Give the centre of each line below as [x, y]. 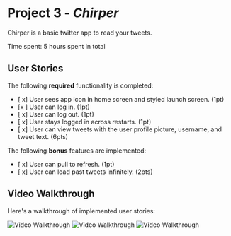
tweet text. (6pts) [43, 136]
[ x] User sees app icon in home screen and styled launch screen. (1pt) [121, 99]
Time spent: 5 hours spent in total [56, 46]
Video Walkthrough [51, 194]
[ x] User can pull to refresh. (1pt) [66, 164]
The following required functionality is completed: [80, 85]
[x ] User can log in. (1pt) [53, 107]
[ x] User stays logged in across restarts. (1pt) [84, 122]
